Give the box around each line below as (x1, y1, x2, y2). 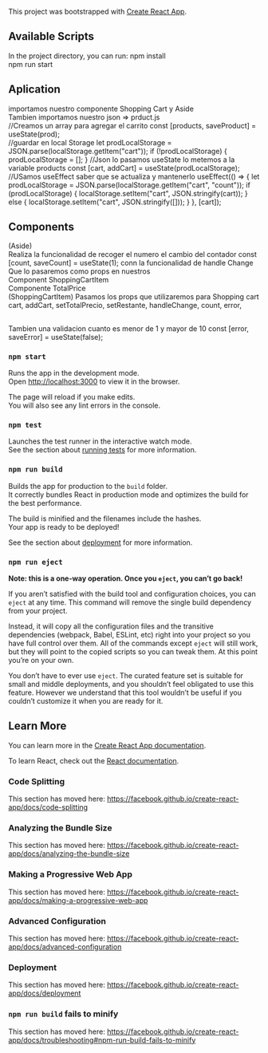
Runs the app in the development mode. (8, 369, 140, 378)
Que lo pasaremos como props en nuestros (8, 266, 151, 276)
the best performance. (8, 498, 82, 507)
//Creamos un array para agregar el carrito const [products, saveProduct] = (8, 120, 257, 130)
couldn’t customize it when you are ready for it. (8, 696, 164, 706)
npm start (8, 352, 46, 361)
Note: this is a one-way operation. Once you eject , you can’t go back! (8, 574, 243, 583)
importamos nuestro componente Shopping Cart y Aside (8, 104, 194, 113)
